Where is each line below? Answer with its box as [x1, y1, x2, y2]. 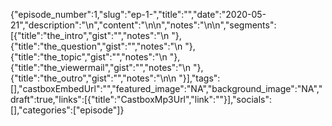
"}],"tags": [178, 72, 221, 84]
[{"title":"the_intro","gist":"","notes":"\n [10, 30, 170, 41]
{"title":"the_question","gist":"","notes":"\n [10, 40, 183, 52]
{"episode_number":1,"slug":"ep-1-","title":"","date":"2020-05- [10, 9, 267, 20]
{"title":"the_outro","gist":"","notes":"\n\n [10, 72, 177, 84]
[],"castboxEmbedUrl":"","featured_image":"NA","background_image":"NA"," [10, 83, 323, 94]
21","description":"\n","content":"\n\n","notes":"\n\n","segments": [10, 19, 277, 31]
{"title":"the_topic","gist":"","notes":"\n [10, 51, 168, 63]
